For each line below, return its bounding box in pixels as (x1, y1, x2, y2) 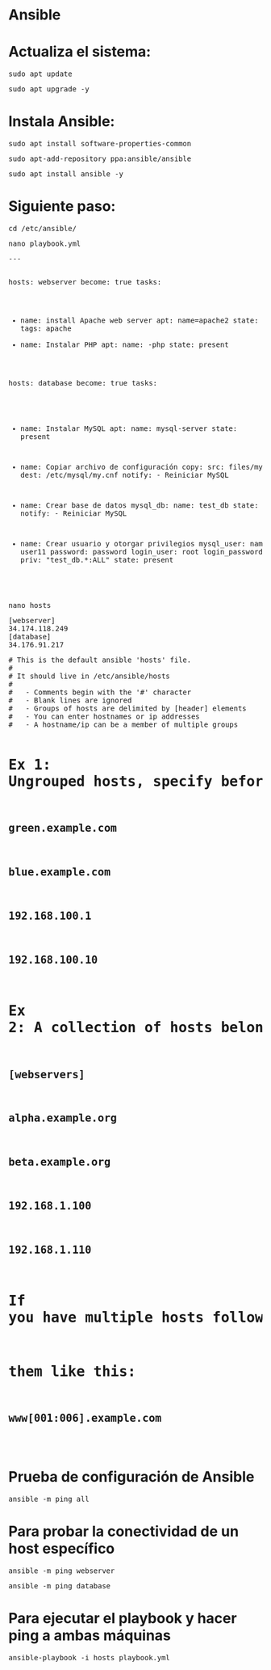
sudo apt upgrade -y (8, 85, 90, 94)
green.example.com (8, 822, 117, 835)
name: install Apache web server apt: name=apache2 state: (19, 316, 259, 325)
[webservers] (8, 1068, 85, 1081)
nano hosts (8, 601, 52, 609)
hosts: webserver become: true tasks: (8, 277, 162, 286)
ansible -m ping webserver (8, 1566, 115, 1575)
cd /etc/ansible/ (8, 224, 77, 233)
